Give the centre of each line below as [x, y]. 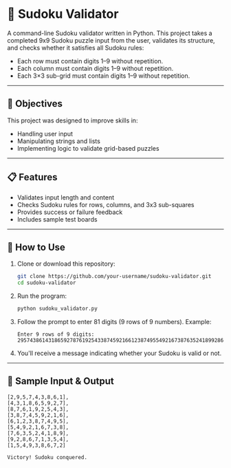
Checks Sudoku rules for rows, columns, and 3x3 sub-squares [106, 204]
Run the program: [42, 296]
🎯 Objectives [35, 104]
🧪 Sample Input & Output [61, 381]
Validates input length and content [66, 197]
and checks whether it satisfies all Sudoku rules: [76, 47]
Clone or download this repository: [66, 264]
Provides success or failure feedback [70, 212]
